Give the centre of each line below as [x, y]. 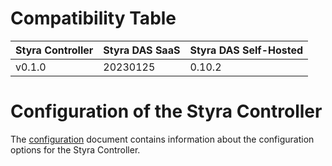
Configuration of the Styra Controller [166, 111]
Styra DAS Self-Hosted [246, 50]
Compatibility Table [93, 18]
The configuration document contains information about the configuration [162, 139]
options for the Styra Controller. [75, 149]
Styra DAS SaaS [142, 50]
